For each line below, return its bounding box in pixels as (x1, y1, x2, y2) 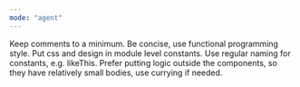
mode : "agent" (9, 13, 63, 23)
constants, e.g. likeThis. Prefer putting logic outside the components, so (9, 57, 278, 68)
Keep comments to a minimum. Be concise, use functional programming (9, 38, 279, 49)
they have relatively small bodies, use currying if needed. (9, 67, 223, 78)
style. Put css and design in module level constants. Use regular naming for (9, 47, 292, 59)
